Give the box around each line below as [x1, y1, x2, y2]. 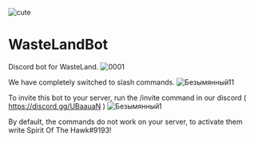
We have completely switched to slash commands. [8, 77, 176, 87]
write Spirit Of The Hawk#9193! [8, 125, 112, 135]
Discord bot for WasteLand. [8, 62, 99, 71]
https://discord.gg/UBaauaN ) [8, 101, 106, 111]
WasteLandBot [8, 36, 109, 54]
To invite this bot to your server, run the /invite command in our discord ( [8, 93, 247, 102]
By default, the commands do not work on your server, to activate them [8, 117, 243, 126]
